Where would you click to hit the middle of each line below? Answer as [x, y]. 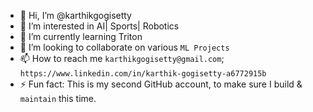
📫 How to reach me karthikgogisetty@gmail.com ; [122, 58]
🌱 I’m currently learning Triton [81, 36]
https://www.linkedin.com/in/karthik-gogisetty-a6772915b [143, 74]
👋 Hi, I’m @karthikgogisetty [75, 15]
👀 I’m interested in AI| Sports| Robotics [99, 26]
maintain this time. [58, 98]
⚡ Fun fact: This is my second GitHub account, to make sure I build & [161, 84]
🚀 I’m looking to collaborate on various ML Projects [124, 47]
